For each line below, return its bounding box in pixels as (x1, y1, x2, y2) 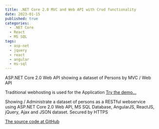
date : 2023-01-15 (5, 12, 40, 17)
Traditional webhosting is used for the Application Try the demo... (5, 90, 137, 95)
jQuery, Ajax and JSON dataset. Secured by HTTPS (5, 109, 108, 115)
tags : (5, 39, 16, 44)
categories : (5, 20, 29, 26)
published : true (5, 16, 38, 21)
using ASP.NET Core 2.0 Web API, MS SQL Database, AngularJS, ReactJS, (5, 104, 155, 110)
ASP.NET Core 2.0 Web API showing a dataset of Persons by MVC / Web (5, 75, 151, 81)
